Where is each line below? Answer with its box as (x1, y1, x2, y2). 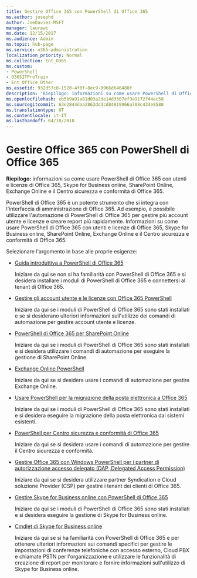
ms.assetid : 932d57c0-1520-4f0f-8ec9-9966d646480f (6, 85, 133, 91)
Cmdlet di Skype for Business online (14, 523, 103, 530)
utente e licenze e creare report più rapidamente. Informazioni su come (6, 218, 178, 225)
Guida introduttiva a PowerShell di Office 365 (14, 259, 124, 266)
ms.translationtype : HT (6, 107, 64, 113)
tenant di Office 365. (14, 283, 64, 290)
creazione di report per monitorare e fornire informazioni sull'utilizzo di (14, 559, 186, 566)
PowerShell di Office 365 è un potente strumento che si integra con (6, 199, 169, 206)
